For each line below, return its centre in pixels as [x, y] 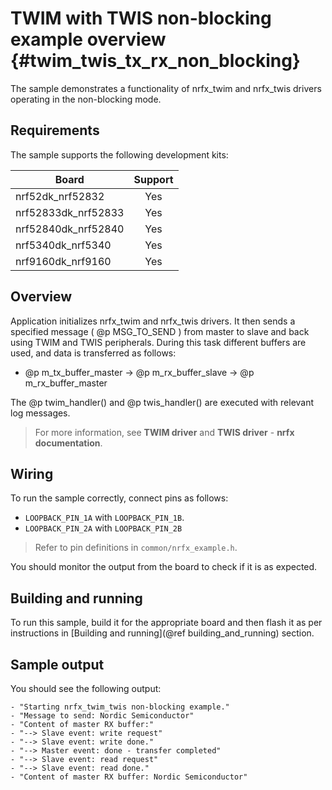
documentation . [68, 443]
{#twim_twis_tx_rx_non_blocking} [155, 61]
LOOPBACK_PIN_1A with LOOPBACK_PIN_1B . [104, 518]
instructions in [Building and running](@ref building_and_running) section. [162, 633]
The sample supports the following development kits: [119, 154]
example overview [88, 39]
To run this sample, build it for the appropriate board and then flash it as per [166, 623]
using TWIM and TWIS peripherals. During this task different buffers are [158, 342]
